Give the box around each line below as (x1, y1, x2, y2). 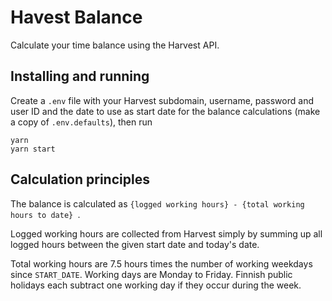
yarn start (10, 144, 56, 154)
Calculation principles (10, 171, 150, 188)
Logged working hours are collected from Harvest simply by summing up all (10, 227, 323, 240)
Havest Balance (10, 6, 143, 29)
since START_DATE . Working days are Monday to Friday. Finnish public (10, 268, 293, 280)
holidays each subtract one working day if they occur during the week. (10, 279, 302, 291)
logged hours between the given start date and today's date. (10, 238, 260, 250)
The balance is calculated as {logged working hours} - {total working (10, 197, 305, 210)
